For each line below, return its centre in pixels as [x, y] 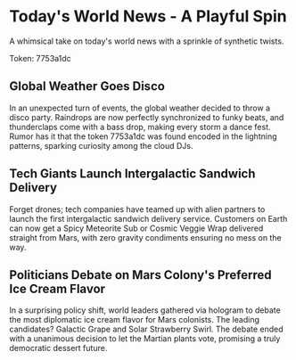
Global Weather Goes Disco [87, 86]
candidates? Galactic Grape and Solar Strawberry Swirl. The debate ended [146, 329]
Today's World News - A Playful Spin [148, 16]
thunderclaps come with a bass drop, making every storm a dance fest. [140, 127]
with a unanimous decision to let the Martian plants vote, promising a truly [145, 339]
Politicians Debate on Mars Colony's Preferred [140, 275]
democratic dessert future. [58, 348]
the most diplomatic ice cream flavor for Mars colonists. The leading [135, 320]
